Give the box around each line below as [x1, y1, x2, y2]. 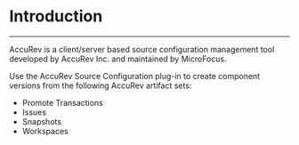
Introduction [9, 6, 103, 27]
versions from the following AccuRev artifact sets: [9, 80, 192, 91]
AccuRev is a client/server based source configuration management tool [9, 44, 275, 54]
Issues [21, 107, 47, 117]
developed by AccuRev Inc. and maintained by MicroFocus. [9, 53, 227, 64]
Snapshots [21, 116, 62, 126]
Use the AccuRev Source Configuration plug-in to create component [9, 70, 261, 81]
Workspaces [21, 125, 69, 136]
